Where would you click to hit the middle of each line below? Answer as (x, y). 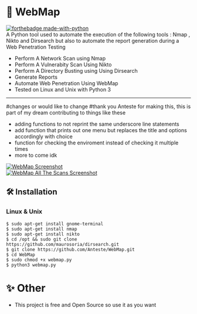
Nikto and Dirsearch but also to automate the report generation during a (93, 40)
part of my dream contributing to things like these (66, 112)
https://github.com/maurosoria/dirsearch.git (62, 244)
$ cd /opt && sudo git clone (42, 239)
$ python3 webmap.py (31, 265)
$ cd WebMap (21, 255)
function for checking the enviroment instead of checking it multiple (96, 143)
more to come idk (36, 155)
